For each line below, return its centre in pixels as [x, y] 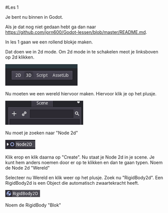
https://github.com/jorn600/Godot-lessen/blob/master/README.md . [76, 32]
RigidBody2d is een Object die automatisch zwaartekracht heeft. [72, 183]
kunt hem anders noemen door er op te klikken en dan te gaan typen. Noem [84, 163]
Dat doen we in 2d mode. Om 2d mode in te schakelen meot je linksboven [82, 52]
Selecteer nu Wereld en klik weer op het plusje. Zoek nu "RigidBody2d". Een [84, 178]
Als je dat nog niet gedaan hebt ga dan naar [51, 27]
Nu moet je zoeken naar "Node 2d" [42, 133]
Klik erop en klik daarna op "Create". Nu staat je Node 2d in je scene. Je [80, 157]
